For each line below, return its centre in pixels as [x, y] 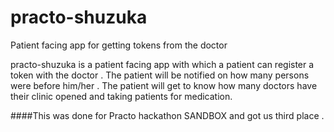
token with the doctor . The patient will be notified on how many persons [160, 75]
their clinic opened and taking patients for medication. [121, 96]
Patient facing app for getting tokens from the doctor [119, 45]
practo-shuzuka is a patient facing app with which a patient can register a [162, 64]
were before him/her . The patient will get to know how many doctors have [164, 85]
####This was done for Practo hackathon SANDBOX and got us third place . [167, 115]
